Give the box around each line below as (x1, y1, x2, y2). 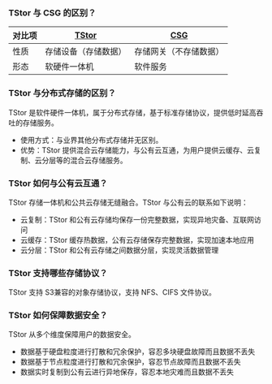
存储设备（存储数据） (45, 46, 127, 58)
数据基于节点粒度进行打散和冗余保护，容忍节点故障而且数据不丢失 (19, 357, 241, 367)
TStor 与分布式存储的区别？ (8, 88, 116, 99)
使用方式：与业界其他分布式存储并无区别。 (19, 135, 163, 145)
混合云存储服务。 (70, 155, 127, 165)
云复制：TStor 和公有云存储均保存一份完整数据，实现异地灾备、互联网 (19, 214, 254, 224)
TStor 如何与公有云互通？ (8, 177, 108, 188)
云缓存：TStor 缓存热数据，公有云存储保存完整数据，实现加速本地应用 (19, 235, 254, 244)
